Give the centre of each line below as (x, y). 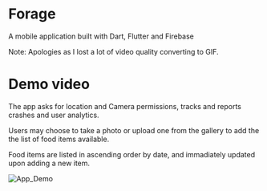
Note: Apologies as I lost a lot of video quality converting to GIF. (113, 51)
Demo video (49, 84)
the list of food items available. (59, 139)
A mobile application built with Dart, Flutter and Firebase (101, 36)
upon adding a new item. (49, 163)
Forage (32, 14)
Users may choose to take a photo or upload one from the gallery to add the (134, 130)
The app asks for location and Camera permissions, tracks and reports (125, 106)
